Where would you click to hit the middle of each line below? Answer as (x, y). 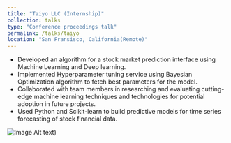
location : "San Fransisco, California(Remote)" (78, 40)
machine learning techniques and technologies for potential (119, 97)
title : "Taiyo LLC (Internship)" (56, 14)
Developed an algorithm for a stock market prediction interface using (117, 59)
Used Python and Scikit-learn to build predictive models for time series (119, 112)
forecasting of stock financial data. (67, 119)
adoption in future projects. (57, 104)
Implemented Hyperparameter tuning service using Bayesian (105, 75)
